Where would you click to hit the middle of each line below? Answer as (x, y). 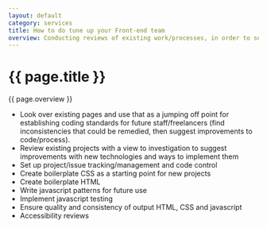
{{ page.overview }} (41, 99)
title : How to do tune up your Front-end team (87, 30)
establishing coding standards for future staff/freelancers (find (122, 123)
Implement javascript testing (66, 199)
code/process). (45, 140)
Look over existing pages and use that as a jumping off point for (124, 114)
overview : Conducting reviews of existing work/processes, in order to (129, 38)
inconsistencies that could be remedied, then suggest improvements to (136, 131)
